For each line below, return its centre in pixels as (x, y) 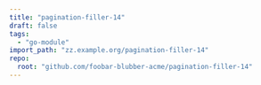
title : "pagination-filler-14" (67, 17)
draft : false (33, 26)
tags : (19, 34)
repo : (19, 58)
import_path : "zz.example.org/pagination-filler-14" (109, 50)
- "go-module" (43, 42)
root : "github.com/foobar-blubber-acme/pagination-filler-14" (135, 67)
